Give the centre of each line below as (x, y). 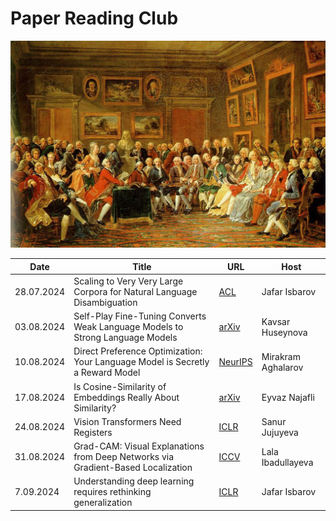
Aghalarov (282, 367)
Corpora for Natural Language (135, 291)
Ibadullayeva (287, 462)
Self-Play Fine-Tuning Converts (140, 316)
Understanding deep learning (134, 481)
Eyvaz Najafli (288, 397)
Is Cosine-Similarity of (120, 386)
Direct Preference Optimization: (138, 351)
